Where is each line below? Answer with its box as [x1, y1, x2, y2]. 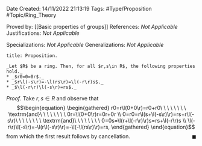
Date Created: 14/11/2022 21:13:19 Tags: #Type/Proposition [6, 5, 152, 12]
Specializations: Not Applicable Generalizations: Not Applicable [6, 41, 164, 48]
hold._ [6, 68, 23, 75]
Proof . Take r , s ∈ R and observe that [6, 95, 99, 102]
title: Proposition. [6, 53, 58, 59]
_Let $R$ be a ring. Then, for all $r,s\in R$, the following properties [6, 63, 196, 69]
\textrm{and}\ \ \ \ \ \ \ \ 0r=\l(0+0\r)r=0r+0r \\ [8, 111, 122, 118]
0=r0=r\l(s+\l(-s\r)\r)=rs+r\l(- [122, 111, 195, 118]
